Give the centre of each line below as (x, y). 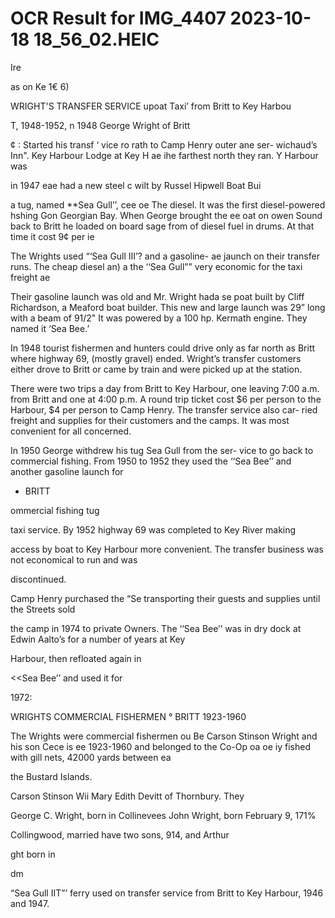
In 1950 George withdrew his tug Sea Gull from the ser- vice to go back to (162, 450)
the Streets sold (43, 609)
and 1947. (30, 903)
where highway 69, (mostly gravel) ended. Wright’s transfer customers (156, 358)
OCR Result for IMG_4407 (118, 18)
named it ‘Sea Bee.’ (50, 328)
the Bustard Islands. (51, 776)
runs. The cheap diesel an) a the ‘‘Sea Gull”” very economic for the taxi (156, 266)
